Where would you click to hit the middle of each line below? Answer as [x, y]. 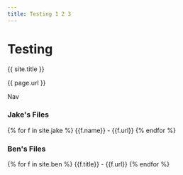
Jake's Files [28, 115]
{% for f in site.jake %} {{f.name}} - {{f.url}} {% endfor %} [91, 130]
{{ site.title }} [26, 69]
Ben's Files [27, 149]
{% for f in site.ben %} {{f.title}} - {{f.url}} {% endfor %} [89, 164]
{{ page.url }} [27, 83]
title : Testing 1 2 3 [39, 14]
